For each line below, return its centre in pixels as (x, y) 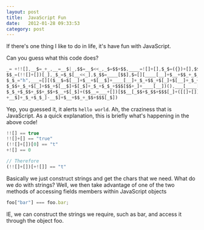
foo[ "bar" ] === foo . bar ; (38, 202)
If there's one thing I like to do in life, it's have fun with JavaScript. (89, 46)
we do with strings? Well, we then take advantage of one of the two (90, 185)
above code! (22, 122)
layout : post (23, 12)
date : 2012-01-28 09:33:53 (43, 23)
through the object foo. (35, 220)
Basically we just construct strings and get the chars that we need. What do (101, 178)
